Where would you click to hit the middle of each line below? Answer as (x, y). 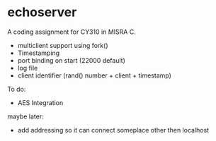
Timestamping (39, 53)
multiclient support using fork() (63, 45)
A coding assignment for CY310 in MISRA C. (72, 32)
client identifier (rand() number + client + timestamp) (95, 75)
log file (28, 68)
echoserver (42, 12)
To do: (17, 89)
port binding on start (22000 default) (72, 60)
